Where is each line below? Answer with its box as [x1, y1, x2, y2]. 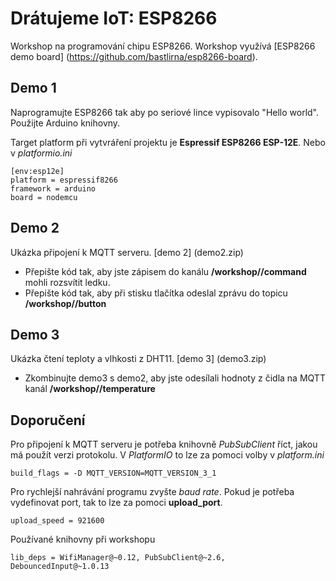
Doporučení [10, 412, 86, 429]
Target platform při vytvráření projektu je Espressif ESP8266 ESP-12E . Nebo [10, 136, 326, 148]
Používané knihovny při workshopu [10, 533, 156, 546]
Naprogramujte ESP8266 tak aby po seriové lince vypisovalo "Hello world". [10, 106, 320, 118]
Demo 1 [10, 80, 57, 97]
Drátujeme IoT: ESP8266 [10, 7, 218, 30]
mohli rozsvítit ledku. [24, 276, 111, 288]
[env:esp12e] [10, 166, 65, 176]
